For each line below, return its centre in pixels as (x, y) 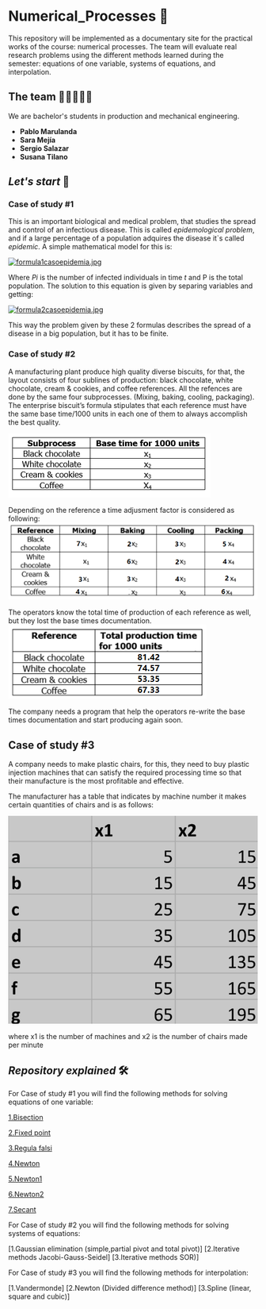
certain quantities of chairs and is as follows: (81, 804)
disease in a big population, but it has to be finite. (88, 333)
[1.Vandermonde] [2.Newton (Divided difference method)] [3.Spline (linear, (130, 1288)
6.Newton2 (26, 1195)
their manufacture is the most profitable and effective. (96, 780)
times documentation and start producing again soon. (96, 720)
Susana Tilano (44, 156)
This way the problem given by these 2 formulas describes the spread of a (130, 325)
